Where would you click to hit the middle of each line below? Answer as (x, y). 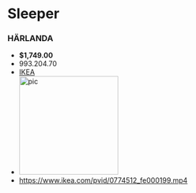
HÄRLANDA (30, 39)
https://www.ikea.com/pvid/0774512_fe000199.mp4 (103, 180)
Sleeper (34, 14)
